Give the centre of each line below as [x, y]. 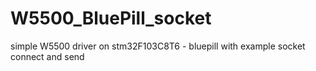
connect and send [47, 56]
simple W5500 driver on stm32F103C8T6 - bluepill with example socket [158, 46]
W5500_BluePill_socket [111, 18]
